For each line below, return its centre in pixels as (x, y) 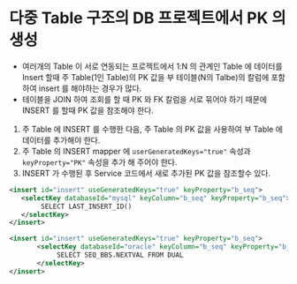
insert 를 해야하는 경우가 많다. (90, 88)
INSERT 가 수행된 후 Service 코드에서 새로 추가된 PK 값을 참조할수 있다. (146, 173)
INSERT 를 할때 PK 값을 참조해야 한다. (88, 110)
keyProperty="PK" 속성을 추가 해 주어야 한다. (99, 162)
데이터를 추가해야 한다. (61, 140)
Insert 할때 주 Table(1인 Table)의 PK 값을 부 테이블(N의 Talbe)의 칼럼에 (145, 77)
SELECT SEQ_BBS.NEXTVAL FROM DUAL (120, 255)
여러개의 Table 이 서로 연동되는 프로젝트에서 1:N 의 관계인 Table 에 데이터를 (152, 66)
